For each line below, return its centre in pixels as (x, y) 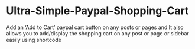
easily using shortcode (34, 40)
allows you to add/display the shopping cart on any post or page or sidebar (97, 33)
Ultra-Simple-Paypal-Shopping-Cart (97, 11)
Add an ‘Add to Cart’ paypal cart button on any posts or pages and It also (95, 27)
